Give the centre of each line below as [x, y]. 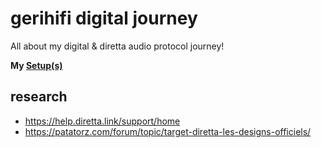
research [39, 97]
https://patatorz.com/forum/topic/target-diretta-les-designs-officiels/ [168, 131]
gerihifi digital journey [104, 18]
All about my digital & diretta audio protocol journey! [117, 46]
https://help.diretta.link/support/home [102, 121]
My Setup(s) [36, 65]
